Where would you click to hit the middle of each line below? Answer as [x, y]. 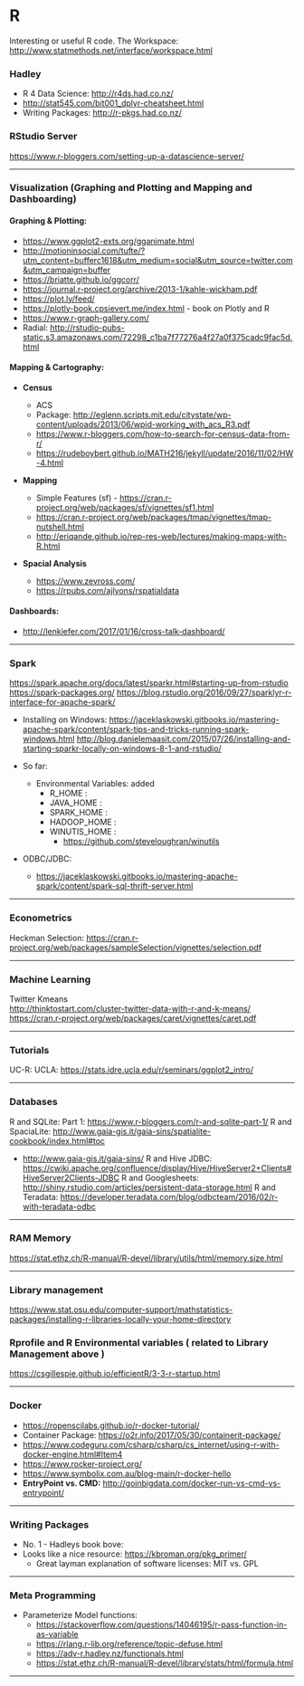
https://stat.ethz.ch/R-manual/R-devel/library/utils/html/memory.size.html [146, 1258]
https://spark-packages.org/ [62, 692]
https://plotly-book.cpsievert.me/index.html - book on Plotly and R [146, 308]
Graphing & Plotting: [48, 221]
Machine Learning [50, 979]
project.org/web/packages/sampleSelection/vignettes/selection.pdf [136, 948]
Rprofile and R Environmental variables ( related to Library [139, 1343]
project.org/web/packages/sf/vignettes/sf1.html [125, 507]
